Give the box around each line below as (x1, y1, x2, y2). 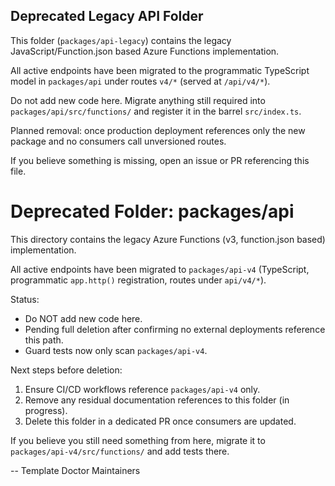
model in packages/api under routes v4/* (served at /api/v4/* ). (10, 75, 271, 87)
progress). (24, 404, 68, 416)
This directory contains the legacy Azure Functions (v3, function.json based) (10, 233, 326, 245)
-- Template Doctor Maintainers (10, 464, 141, 476)
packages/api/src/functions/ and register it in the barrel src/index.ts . (10, 105, 302, 117)
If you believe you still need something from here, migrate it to (10, 434, 266, 446)
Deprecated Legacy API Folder (10, 8, 204, 25)
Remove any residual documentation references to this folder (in (24, 394, 290, 406)
